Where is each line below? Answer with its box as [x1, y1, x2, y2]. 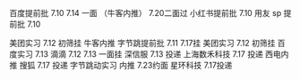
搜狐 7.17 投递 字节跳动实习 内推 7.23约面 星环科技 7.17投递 [19, 60, 233, 70]
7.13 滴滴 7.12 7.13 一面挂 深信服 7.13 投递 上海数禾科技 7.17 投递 [34, 49, 264, 59]
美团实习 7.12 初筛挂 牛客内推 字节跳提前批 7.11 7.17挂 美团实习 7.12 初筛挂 [9, 38, 276, 48]
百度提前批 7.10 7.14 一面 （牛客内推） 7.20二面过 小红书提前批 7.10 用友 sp [9, 8, 282, 18]
